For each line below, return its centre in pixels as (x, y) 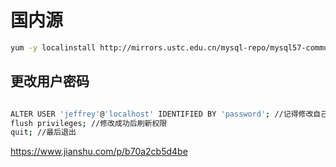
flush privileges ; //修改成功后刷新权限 (89, 123)
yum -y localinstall (53, 47)
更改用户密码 (50, 81)
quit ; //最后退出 (43, 132)
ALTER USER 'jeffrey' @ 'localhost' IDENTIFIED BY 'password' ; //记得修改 (162, 114)
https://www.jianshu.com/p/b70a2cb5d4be (99, 152)
